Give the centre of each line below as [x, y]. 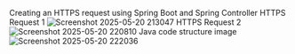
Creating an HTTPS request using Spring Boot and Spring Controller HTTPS [147, 13]
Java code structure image [188, 31]
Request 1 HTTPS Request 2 [125, 22]
